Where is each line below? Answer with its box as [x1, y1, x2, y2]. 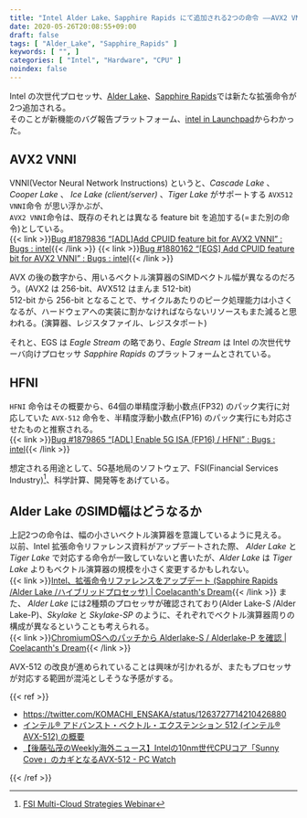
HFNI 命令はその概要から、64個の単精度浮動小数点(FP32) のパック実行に [9, 400, 282, 411]
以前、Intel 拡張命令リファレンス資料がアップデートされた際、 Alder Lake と [9, 540, 297, 551]
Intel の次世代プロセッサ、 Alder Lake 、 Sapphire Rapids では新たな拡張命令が [9, 90, 297, 101]
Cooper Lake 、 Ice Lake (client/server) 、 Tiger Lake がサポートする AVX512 [9, 188, 294, 199]
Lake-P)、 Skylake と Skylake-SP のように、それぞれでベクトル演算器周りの [9, 609, 295, 620]
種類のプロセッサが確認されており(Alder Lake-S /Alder [90, 598, 296, 609]
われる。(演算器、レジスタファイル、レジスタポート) [9, 317, 207, 328]
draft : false [9, 30, 59, 39]
